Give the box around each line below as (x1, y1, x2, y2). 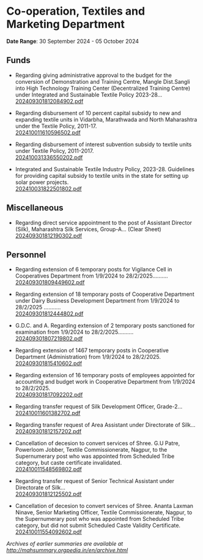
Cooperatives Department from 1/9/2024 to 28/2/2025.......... (15, 272, 168, 279)
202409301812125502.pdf (15, 490, 82, 498)
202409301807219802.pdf (15, 335, 83, 342)
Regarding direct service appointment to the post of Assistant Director (15, 219, 193, 226)
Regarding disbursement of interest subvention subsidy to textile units (15, 141, 192, 148)
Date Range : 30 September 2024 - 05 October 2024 (6, 37, 139, 45)
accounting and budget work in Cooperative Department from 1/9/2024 (15, 378, 196, 386)
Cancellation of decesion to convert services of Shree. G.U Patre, (15, 440, 180, 447)
